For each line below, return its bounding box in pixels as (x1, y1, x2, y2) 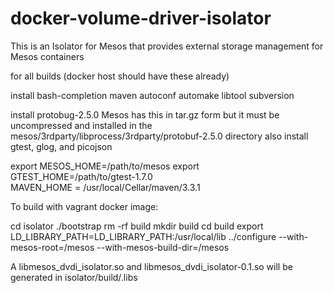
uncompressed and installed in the (10, 119, 153, 131)
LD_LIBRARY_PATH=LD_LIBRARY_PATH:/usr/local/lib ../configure (10, 230, 277, 242)
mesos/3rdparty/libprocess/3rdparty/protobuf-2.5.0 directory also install (10, 130, 309, 142)
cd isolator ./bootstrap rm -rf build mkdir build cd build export (10, 220, 264, 232)
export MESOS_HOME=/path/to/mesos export (10, 160, 200, 172)
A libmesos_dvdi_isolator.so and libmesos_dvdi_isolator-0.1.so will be (10, 260, 293, 272)
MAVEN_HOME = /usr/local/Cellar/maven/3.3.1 (10, 181, 201, 193)
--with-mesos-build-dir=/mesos (96, 241, 230, 253)
